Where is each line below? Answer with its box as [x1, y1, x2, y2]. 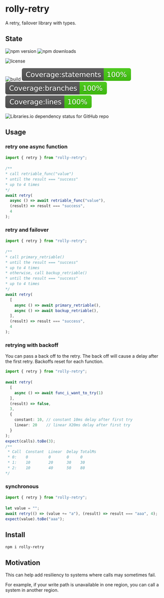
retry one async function [5, 143, 68, 150]
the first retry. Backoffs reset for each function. [5, 359, 104, 365]
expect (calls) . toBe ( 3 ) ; [5, 438, 56, 444]
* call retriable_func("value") [5, 171, 74, 177]
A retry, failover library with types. [5, 20, 77, 26]
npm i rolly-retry [5, 545, 44, 550]
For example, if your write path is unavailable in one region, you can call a [5, 582, 159, 588]
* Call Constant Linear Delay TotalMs [7, 449, 96, 455]
